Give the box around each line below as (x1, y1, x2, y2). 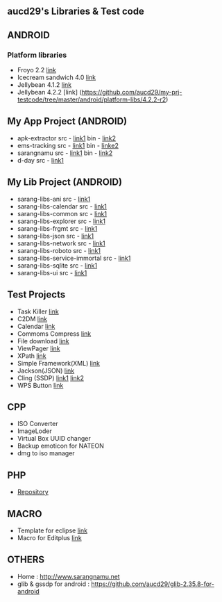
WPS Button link (17, 381, 64, 389)
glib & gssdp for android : (17, 580, 90, 588)
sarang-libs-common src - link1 (17, 209, 108, 218)
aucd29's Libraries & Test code (7, 6, 144, 17)
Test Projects (7, 288, 66, 301)
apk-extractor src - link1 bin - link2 (17, 133, 117, 142)
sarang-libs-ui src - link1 (17, 268, 87, 277)
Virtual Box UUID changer (17, 434, 92, 443)
